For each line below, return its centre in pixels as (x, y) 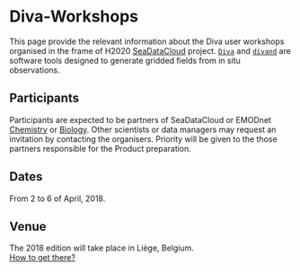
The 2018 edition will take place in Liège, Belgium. (102, 248)
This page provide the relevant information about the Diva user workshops (147, 41)
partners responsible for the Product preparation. (100, 148)
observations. (35, 70)
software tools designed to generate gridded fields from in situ (125, 60)
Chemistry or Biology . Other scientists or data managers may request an (143, 129)
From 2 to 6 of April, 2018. (57, 198)
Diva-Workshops (74, 17)
